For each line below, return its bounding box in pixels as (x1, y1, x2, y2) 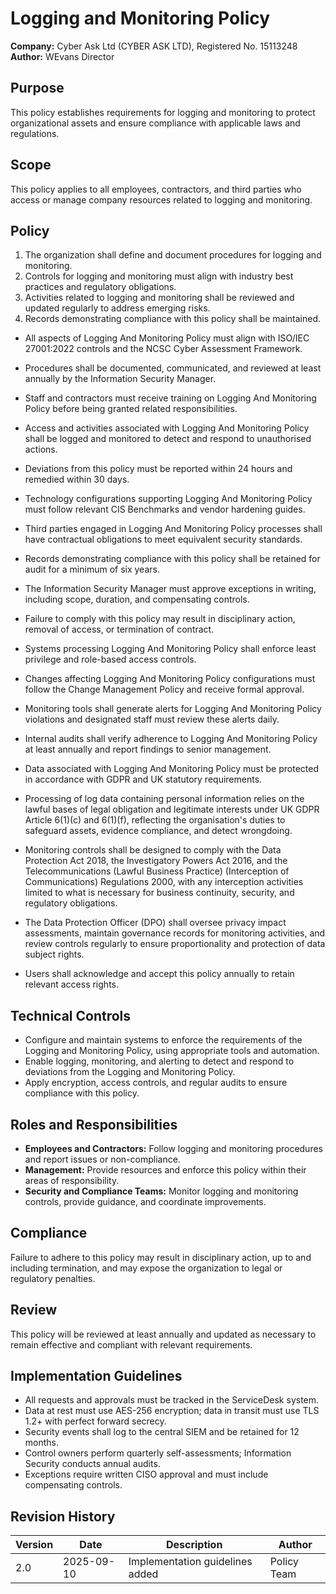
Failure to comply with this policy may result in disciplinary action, (24, 613, 296, 625)
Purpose (10, 80, 65, 97)
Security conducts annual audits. (24, 1458, 161, 1470)
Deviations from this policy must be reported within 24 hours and (24, 463, 293, 475)
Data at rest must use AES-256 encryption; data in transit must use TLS (24, 1405, 320, 1417)
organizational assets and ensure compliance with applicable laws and (10, 117, 301, 129)
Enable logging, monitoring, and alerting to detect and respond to (24, 1055, 295, 1067)
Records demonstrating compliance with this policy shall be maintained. (24, 313, 322, 325)
